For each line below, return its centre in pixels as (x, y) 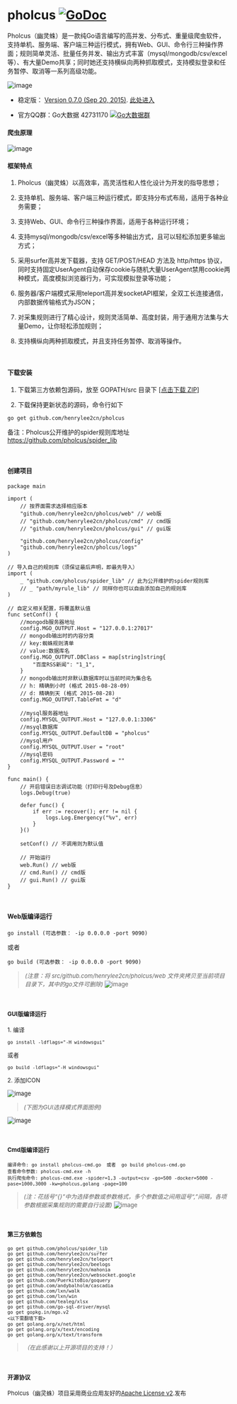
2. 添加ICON (24, 1080)
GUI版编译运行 (27, 1014)
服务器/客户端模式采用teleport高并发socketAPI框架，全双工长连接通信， (122, 293)
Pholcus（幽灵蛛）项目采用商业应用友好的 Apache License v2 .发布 (97, 1393)
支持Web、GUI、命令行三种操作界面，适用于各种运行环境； (104, 222)
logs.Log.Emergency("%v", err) (91, 818)
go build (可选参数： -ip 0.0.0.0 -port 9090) (74, 962)
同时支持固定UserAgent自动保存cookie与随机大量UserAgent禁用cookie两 (124, 270)
